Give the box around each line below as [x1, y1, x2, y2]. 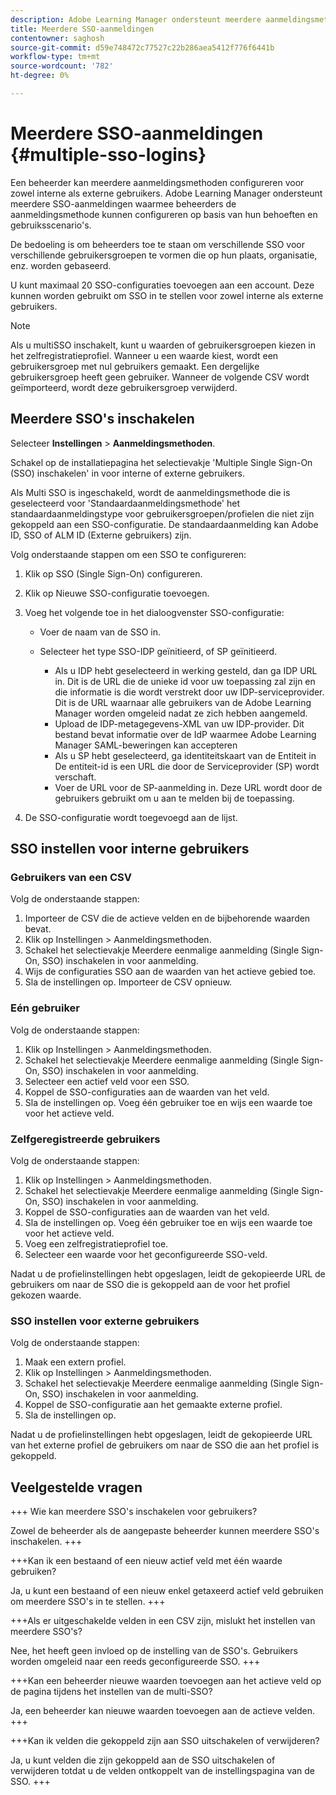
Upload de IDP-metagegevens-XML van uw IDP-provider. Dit [54, 717, 305, 730]
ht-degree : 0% [10, 71, 70, 81]
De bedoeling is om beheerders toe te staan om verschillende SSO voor [10, 238, 305, 250]
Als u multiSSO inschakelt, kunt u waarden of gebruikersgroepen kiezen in [10, 339, 316, 351]
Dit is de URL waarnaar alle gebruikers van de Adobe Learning [54, 696, 312, 708]
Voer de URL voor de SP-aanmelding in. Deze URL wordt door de [54, 781, 323, 793]
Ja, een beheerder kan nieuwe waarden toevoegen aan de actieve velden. [10, 1705, 316, 1717]
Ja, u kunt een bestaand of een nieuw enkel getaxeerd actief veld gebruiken [10, 1585, 324, 1597]
